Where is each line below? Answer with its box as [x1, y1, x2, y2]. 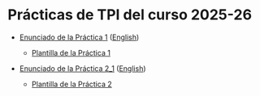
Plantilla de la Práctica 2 [31, 79, 112, 89]
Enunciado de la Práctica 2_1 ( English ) [19, 63, 147, 73]
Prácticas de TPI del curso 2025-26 [7, 6, 253, 24]
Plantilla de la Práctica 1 [31, 48, 111, 57]
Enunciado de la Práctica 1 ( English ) [19, 32, 140, 42]
